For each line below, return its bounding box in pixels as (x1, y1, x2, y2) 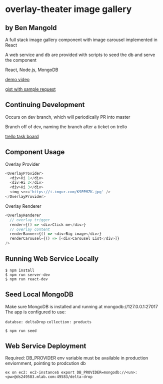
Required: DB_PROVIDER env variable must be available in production (5, 355, 148, 361)
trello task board (5, 133, 39, 139)
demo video (5, 77, 30, 82)
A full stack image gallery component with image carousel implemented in (5, 37, 157, 43)
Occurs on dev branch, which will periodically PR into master (5, 114, 130, 120)
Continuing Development (5, 101, 85, 109)
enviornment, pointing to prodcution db (5, 360, 86, 366)
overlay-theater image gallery (5, 4, 132, 15)
